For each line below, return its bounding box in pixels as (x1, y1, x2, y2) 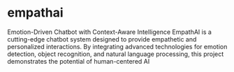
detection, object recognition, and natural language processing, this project (7, 50, 224, 58)
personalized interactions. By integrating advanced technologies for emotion (7, 42, 228, 51)
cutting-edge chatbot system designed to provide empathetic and (7, 35, 197, 43)
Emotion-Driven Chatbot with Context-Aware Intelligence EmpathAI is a (7, 28, 212, 36)
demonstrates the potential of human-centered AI (7, 57, 150, 65)
